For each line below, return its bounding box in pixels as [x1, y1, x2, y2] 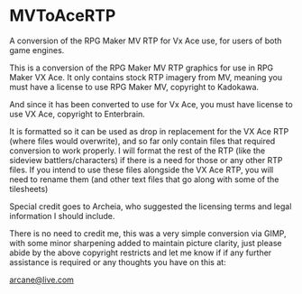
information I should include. [9, 210, 115, 221]
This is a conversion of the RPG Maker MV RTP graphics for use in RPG [9, 62, 274, 73]
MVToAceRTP [9, 5, 116, 26]
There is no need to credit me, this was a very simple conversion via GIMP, [9, 227, 287, 239]
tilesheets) [9, 183, 49, 194]
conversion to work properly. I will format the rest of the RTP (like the [9, 145, 266, 156]
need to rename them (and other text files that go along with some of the [9, 173, 279, 185]
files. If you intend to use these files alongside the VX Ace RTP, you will [9, 164, 274, 175]
